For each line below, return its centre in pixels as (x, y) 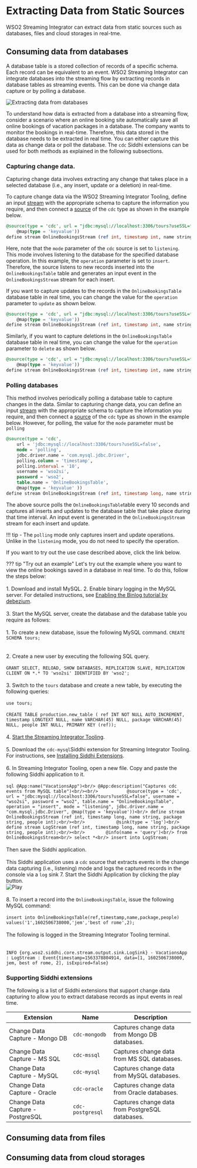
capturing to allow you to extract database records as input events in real (94, 997)
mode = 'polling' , (39, 450)
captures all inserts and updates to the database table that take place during (98, 511)
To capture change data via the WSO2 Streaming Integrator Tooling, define (96, 197)
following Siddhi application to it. (45, 774)
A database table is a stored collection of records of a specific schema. (92, 66)
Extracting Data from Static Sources (95, 11)
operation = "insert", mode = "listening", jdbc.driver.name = (85, 806)
